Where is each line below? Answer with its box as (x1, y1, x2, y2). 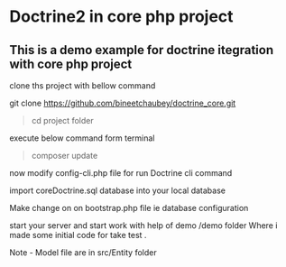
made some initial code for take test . (9, 230, 147, 240)
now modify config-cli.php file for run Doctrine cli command (9, 168, 233, 178)
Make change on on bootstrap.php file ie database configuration (9, 203, 249, 213)
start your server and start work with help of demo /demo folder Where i (9, 220, 278, 231)
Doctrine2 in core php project (9, 6, 234, 27)
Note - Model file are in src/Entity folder (9, 247, 157, 258)
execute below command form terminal (9, 133, 155, 143)
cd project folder (31, 115, 94, 125)
